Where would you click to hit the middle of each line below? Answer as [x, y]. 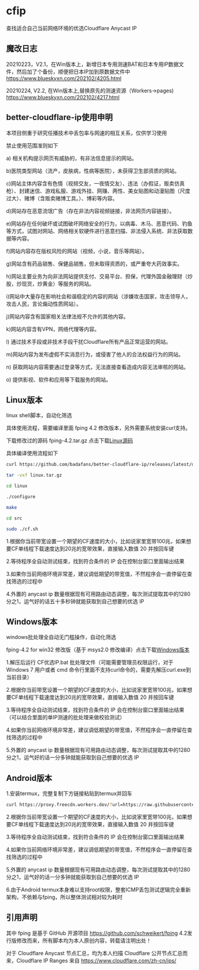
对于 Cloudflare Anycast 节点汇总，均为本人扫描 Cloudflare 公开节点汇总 [94, 953]
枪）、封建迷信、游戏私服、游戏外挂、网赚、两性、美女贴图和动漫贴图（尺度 [98, 191]
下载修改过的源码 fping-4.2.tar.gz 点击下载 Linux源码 [70, 440]
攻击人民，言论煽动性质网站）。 [44, 304]
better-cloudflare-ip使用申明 [60, 117]
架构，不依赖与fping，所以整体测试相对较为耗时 [65, 897]
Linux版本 [24, 400]
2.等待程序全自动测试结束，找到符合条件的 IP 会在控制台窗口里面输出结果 [95, 561]
